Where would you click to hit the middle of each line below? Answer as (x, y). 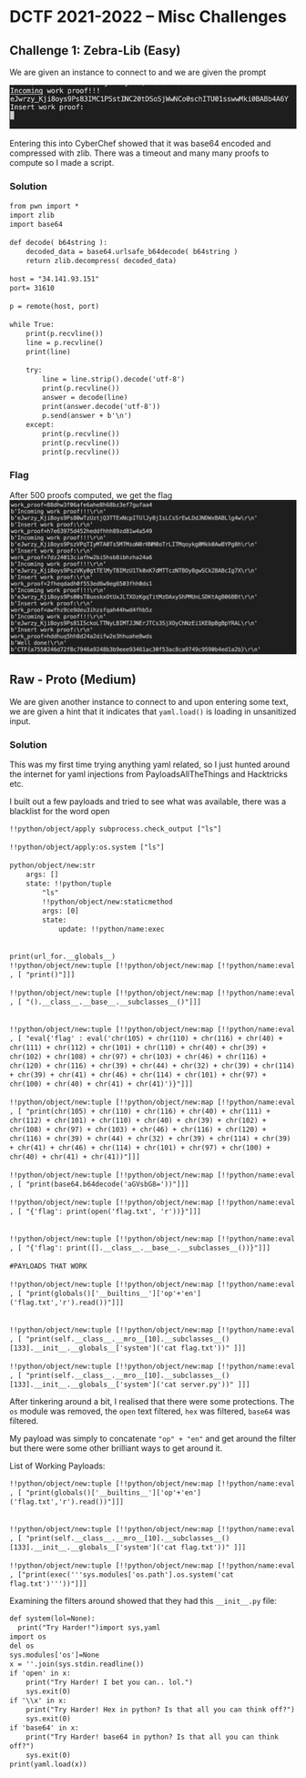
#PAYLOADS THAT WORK (49, 1266)
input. (20, 720)
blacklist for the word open (60, 811)
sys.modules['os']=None (55, 1655)
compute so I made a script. (62, 162)
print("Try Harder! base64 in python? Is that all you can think (153, 1737)
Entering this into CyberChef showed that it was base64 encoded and (140, 143)
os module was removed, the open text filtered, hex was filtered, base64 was (150, 1411)
